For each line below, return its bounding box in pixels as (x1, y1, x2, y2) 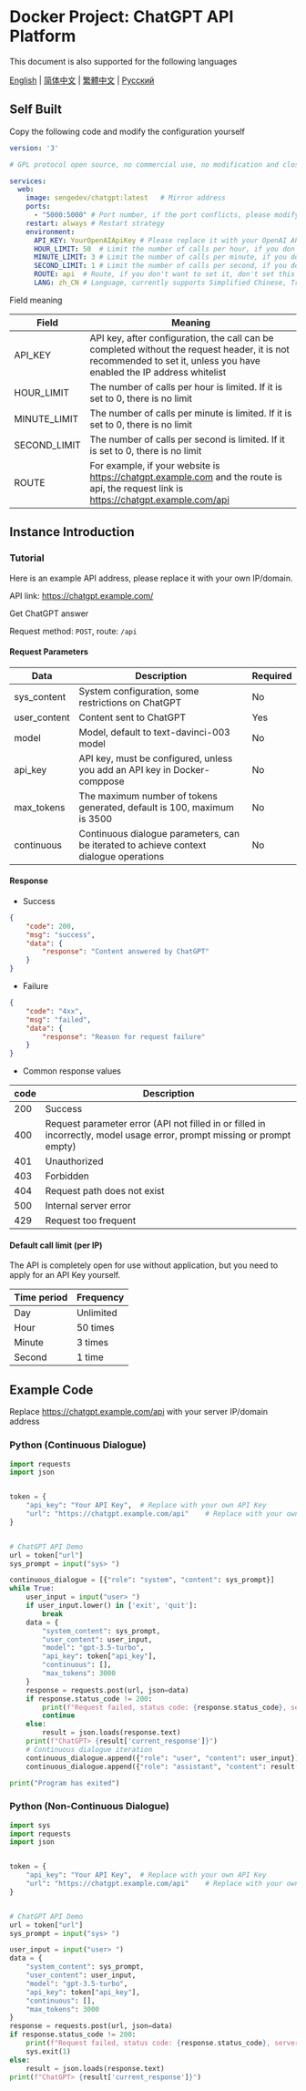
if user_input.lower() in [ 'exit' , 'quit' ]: (25, 1602, 198, 1611)
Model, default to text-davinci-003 (78, 726, 230, 738)
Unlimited (76, 1306, 118, 1319)
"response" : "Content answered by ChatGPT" (42, 947, 209, 956)
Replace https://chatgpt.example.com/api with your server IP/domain (9, 1406, 269, 1417)
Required (251, 669, 292, 682)
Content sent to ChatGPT (78, 711, 187, 724)
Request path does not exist (45, 1185, 166, 1198)
